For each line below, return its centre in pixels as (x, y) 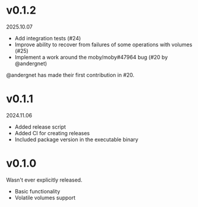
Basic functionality (37, 191)
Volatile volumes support (45, 198)
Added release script (40, 127)
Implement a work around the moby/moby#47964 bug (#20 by (91, 57)
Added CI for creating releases (52, 133)
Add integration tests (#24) (48, 38)
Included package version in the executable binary (76, 139)
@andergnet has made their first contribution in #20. (70, 75)
